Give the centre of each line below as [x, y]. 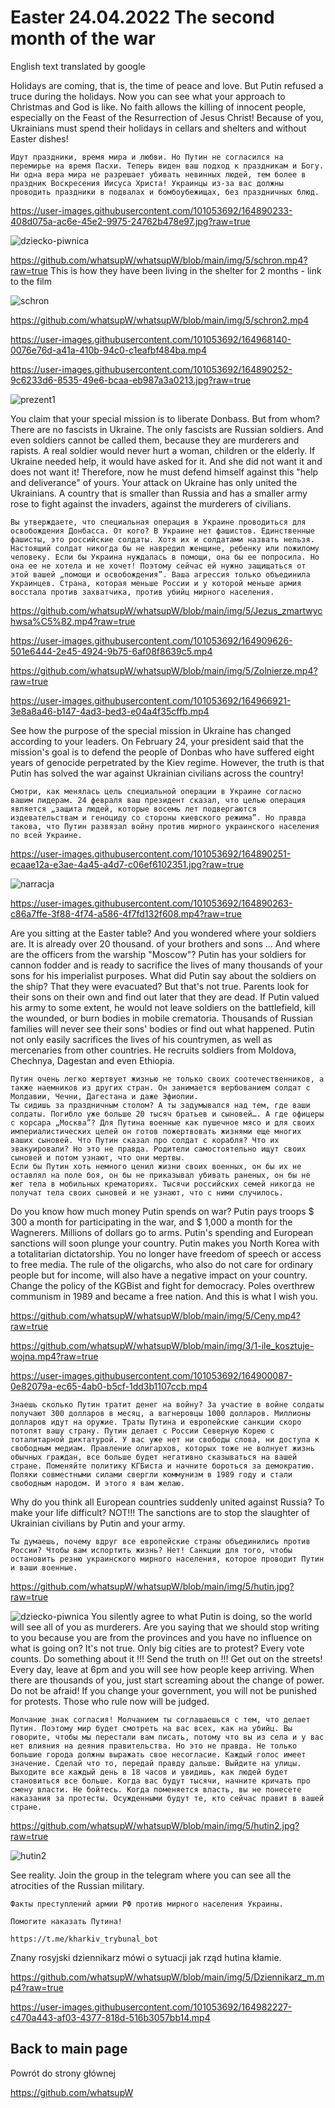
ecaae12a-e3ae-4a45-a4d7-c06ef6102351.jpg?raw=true [127, 864]
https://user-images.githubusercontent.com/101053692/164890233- [151, 210]
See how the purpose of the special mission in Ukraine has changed [151, 730]
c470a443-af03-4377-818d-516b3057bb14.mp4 [110, 2017]
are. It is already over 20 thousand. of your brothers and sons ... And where [165, 943]
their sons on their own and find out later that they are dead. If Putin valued [165, 997]
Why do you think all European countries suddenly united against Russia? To [167, 1502]
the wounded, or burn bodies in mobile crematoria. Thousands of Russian [161, 1018]
